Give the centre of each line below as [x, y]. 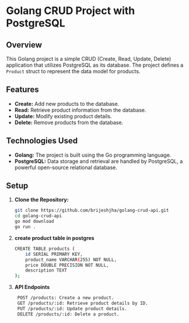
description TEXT [46, 270]
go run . [25, 227]
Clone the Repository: [41, 200]
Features [22, 90]
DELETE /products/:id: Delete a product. [68, 314]
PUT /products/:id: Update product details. [72, 308]
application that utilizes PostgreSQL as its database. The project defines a [95, 65]
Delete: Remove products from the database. [69, 122]
